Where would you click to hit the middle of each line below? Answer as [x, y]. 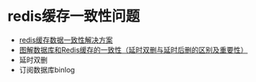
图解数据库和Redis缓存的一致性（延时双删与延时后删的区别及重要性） [134, 49]
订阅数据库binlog [47, 69]
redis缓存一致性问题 [74, 16]
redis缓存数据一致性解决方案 [66, 40]
